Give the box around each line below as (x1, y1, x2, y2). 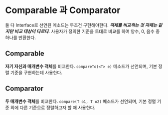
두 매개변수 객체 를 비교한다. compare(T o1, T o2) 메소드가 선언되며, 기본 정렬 (5, 98, 156, 104)
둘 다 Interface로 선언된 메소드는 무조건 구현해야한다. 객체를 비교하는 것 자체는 (5, 22, 158, 28)
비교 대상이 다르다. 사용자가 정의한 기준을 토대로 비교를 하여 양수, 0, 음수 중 (14, 28, 160, 34)
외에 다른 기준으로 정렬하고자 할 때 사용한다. (10, 104, 96, 110)
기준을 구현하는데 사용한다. (10, 69, 63, 75)
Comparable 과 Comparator (5, 4, 121, 16)
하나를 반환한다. (5, 34, 36, 40)
